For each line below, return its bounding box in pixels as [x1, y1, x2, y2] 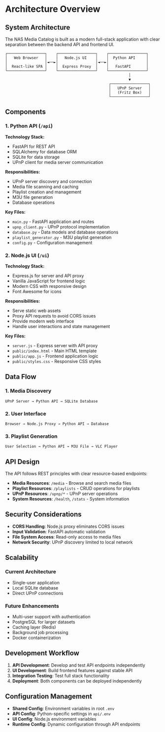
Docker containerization [12, 635, 62, 640]
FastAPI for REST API [12, 143, 55, 149]
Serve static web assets [12, 308, 61, 314]
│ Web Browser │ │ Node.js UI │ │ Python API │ [5, 55, 149, 60]
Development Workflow [5, 649, 80, 657]
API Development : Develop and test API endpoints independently [12, 662, 145, 668]
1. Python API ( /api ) [5, 123, 53, 130]
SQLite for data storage [12, 154, 60, 160]
